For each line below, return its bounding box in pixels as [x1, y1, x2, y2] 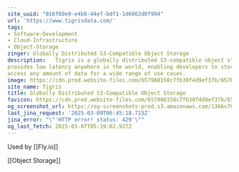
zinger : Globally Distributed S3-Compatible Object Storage [7, 50, 190, 58]
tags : [7, 23, 23, 31]
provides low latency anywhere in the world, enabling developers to [7, 63, 218, 70]
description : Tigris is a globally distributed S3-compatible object [7, 57, 224, 64]
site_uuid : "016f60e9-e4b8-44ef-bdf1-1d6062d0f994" [7, 10, 164, 18]
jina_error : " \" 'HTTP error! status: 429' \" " [7, 116, 144, 123]
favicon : [7, 97, 33, 104]
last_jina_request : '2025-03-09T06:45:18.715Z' [7, 109, 152, 117]
